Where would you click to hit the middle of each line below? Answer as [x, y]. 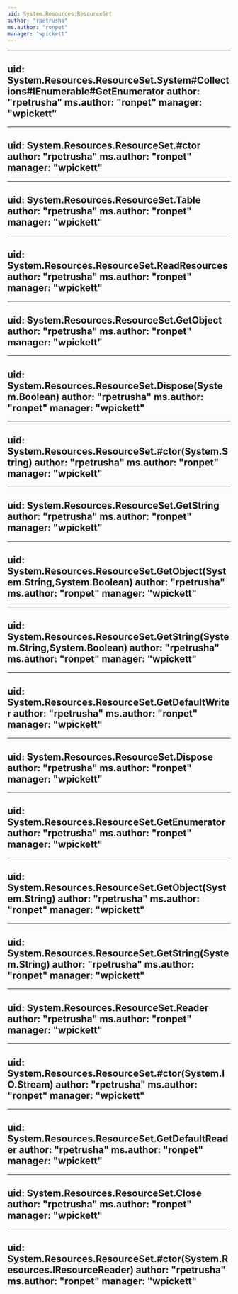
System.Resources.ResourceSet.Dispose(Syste [115, 386]
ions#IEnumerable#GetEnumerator [86, 91]
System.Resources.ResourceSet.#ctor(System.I [116, 1073]
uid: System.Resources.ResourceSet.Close [104, 1194]
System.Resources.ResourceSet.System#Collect [118, 80]
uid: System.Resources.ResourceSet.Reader [108, 1008]
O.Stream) [30, 1084]
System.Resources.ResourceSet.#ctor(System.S [118, 451]
